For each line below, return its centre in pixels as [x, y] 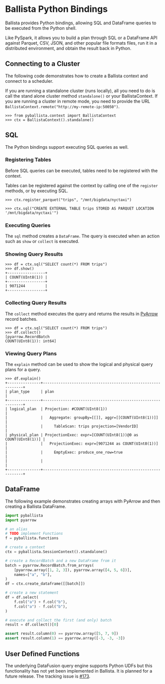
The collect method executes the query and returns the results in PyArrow [82, 314]
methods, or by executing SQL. [37, 191]
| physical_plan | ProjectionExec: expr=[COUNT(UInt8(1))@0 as [72, 435]
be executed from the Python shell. [41, 28]
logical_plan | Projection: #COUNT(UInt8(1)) [58, 409]
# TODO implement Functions [34, 534]
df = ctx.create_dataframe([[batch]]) [45, 584]
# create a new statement [32, 593]
